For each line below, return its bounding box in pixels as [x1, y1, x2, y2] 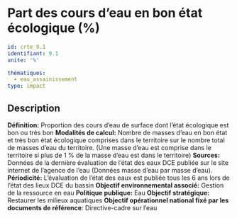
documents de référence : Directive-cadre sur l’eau [7, 204, 158, 212]
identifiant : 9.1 [7, 50, 59, 57]
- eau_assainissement [13, 76, 78, 83]
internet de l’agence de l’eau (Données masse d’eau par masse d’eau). [7, 166, 213, 174]
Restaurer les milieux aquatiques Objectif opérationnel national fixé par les [7, 196, 229, 205]
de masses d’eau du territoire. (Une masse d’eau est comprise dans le [7, 144, 211, 151]
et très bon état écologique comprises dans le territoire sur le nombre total [7, 136, 225, 144]
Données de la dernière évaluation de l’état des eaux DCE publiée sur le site [7, 159, 229, 167]
